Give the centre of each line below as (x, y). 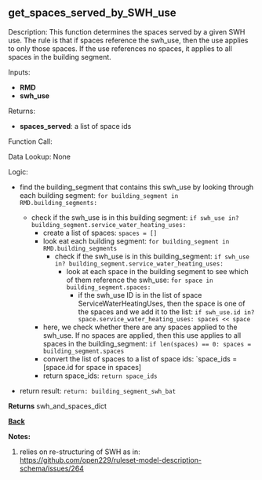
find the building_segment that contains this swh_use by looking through (136, 187)
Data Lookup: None (39, 156)
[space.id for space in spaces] (92, 367)
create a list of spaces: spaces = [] (100, 233)
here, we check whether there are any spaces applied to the (140, 327)
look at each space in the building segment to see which (157, 271)
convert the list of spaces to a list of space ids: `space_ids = (140, 359)
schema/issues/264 (52, 468)
